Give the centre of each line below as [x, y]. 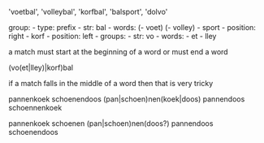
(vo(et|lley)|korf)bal [41, 67]
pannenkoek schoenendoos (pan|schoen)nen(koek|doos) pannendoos [127, 99]
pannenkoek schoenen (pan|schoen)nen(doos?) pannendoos [111, 123]
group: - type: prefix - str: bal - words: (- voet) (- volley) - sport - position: [132, 27]
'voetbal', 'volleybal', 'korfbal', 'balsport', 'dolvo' [88, 12]
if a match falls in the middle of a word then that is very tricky [111, 83]
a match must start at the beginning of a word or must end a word [119, 52]
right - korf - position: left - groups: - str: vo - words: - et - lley [113, 36]
